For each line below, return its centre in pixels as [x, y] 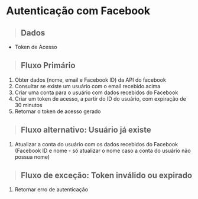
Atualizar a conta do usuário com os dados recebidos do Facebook [96, 144]
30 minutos [28, 105]
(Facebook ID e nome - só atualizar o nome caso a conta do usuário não [103, 150]
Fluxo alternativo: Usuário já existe [86, 130]
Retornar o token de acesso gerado [58, 111]
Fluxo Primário [48, 65]
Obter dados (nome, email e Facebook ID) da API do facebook [90, 80]
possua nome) [32, 157]
